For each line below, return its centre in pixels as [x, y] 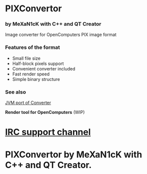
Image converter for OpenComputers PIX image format [61, 35]
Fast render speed [31, 74]
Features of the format [33, 47]
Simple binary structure [36, 79]
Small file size [26, 58]
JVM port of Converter [28, 103]
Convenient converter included [44, 69]
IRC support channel [48, 132]
